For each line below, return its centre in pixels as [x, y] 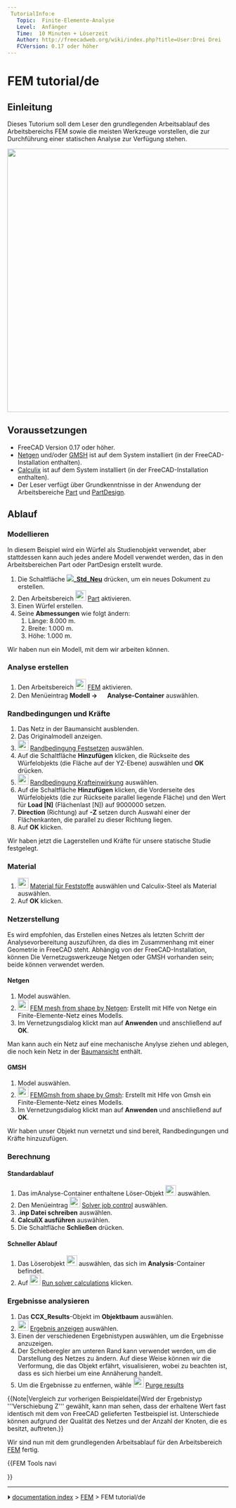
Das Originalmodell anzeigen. [60, 736]
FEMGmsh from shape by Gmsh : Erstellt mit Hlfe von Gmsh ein [120, 1095]
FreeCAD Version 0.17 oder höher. [66, 447]
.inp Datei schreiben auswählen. [65, 1213]
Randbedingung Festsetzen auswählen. [87, 748]
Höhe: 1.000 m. [50, 636]
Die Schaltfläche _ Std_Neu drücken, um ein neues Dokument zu [114, 579]
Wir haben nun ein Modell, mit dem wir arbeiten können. [88, 649]
